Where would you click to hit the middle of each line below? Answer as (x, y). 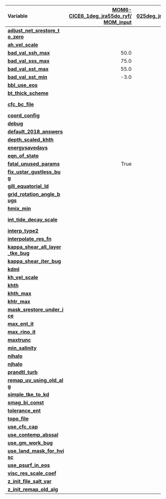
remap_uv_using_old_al (35, 380)
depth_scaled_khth (31, 140)
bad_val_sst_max (28, 69)
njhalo (15, 364)
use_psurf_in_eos (29, 465)
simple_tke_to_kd (28, 395)
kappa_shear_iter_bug (34, 261)
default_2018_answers (35, 132)
